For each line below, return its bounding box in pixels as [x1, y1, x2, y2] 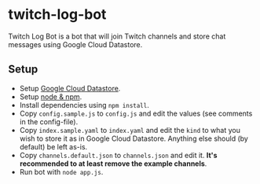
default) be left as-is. [19, 142, 88, 151]
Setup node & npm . [19, 92, 82, 101]
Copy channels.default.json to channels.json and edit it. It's [19, 150, 218, 160]
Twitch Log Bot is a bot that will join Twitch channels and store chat [8, 31, 226, 41]
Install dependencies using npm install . [19, 100, 149, 109]
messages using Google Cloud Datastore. [8, 39, 143, 49]
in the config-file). [19, 116, 79, 127]
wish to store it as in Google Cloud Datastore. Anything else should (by [19, 134, 249, 143]
